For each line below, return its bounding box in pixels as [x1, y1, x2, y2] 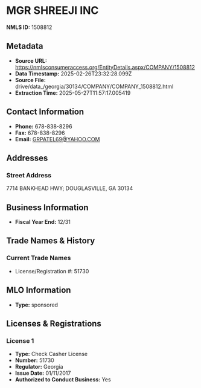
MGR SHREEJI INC [6, 4, 99, 17]
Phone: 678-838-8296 [14, 122, 72, 130]
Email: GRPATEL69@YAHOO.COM [14, 135, 100, 142]
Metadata [6, 41, 43, 51]
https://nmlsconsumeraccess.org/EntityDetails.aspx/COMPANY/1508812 [14, 63, 195, 71]
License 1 [6, 336, 34, 345]
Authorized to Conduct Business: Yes [14, 376, 111, 383]
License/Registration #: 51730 [14, 267, 89, 275]
